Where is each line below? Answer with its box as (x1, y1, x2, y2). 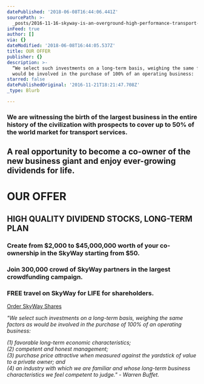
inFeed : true (7, 25, 40, 32)
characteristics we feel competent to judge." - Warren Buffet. (7, 371, 160, 378)
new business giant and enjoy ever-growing (7, 156, 176, 166)
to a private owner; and (7, 358, 66, 365)
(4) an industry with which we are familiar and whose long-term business (7, 364, 191, 372)
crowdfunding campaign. (7, 273, 84, 281)
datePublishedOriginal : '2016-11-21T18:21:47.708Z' (7, 82, 140, 88)
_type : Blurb (7, 88, 40, 94)
